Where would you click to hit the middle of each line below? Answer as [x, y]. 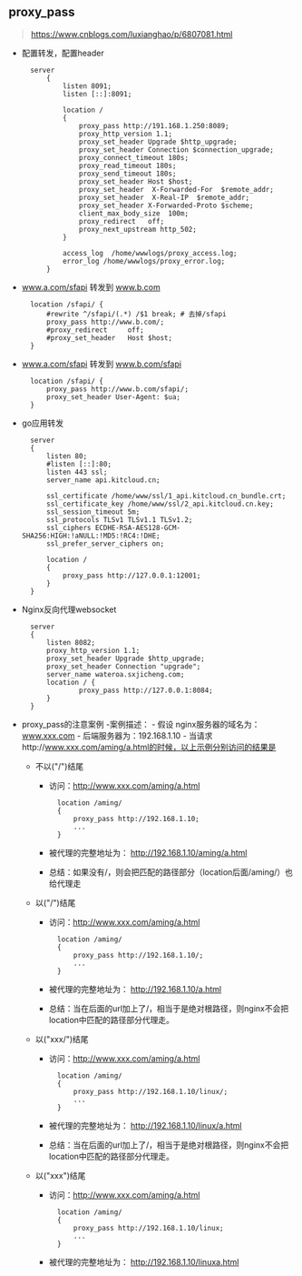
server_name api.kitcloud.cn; [103, 480]
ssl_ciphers [68, 527]
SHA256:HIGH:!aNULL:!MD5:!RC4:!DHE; [91, 536]
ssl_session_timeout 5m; [93, 512]
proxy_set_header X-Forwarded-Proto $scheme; [166, 206]
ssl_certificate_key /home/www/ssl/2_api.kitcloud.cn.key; [160, 504]
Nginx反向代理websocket [69, 609]
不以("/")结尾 [59, 766]
